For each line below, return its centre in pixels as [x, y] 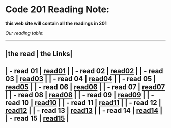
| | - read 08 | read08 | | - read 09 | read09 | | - [80, 95]
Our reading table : [24, 33]
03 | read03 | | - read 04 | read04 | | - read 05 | [81, 79]
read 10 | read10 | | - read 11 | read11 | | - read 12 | [83, 102]
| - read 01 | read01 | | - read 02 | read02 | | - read [84, 71]
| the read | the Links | [39, 54]
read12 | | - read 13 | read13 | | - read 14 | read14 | [84, 111]
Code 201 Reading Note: [57, 9]
